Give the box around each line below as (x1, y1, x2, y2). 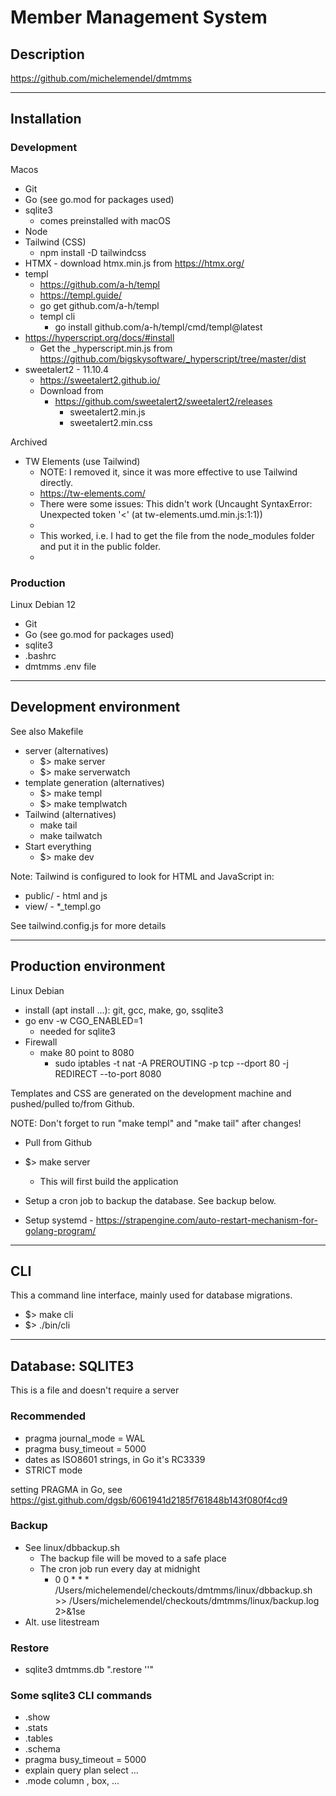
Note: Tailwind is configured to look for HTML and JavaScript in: (10, 870, 275, 882)
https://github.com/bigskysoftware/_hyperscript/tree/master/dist (39, 352, 307, 365)
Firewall (24, 1036, 58, 1048)
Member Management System (10, 6, 268, 29)
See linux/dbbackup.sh (24, 1541, 121, 1553)
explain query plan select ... (24, 1764, 139, 1776)
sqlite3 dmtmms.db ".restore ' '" (24, 1664, 155, 1676)
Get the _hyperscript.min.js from (39, 342, 173, 354)
